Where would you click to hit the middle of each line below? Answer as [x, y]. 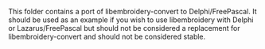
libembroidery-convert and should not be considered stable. [107, 36]
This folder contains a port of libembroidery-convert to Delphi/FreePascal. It [132, 11]
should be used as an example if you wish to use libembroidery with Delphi [131, 20]
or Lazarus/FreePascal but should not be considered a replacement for [124, 28]
